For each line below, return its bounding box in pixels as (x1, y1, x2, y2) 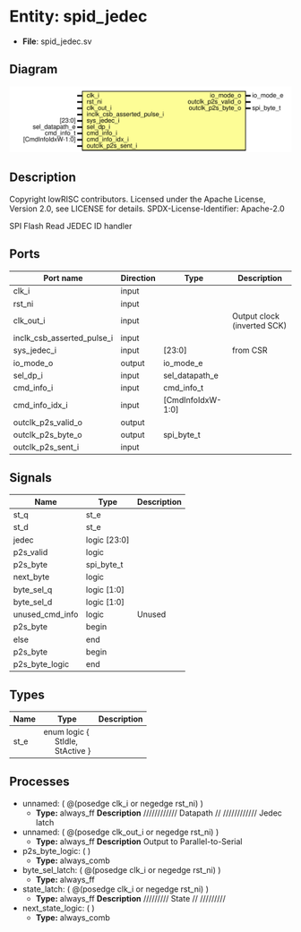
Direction (120, 273, 156, 284)
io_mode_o (13, 357, 54, 368)
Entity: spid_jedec (9, 6, 148, 27)
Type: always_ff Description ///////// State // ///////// (35, 893, 226, 903)
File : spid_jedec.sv (21, 36, 92, 47)
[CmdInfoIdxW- (162, 395, 222, 406)
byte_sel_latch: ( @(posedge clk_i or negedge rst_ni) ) (21, 864, 221, 875)
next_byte (13, 571, 50, 583)
